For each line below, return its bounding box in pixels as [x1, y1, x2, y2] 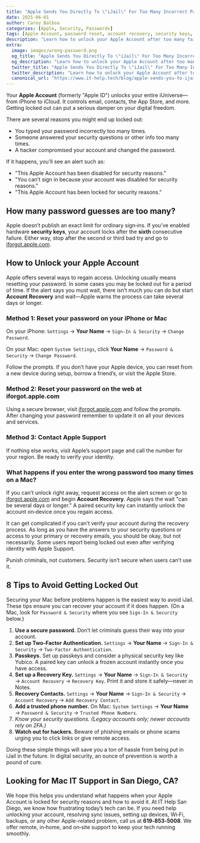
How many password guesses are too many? [6, 206, 176, 216]
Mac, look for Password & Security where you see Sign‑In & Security [6, 609, 178, 616]
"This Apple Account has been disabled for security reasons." [14, 169, 167, 177]
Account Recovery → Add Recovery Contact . [14, 696, 121, 703]
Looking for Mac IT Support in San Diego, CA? [6, 776, 179, 786]
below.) [6, 615, 24, 622]
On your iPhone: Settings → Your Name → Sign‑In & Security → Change [6, 328, 185, 335]
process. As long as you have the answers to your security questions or [6, 526, 182, 533]
